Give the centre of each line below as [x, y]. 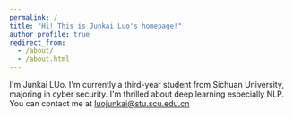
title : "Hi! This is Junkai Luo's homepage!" [95, 26]
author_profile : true [50, 34]
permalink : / [34, 17]
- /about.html [43, 59]
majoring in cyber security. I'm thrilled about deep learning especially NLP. [147, 94]
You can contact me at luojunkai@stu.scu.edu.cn [99, 103]
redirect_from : [38, 42]
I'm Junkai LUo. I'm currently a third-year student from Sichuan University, [147, 84]
